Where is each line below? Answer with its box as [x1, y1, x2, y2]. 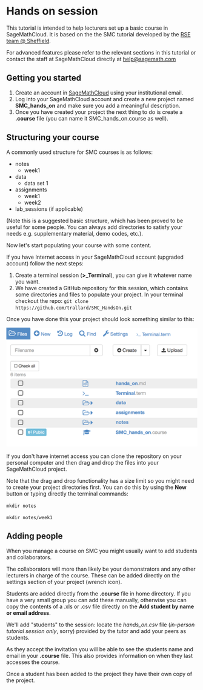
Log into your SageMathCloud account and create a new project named [15, 95, 194, 102]
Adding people [6, 531, 63, 542]
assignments [15, 186, 47, 193]
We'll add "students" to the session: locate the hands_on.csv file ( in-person [6, 621, 195, 628]
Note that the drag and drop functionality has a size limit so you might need [6, 477, 195, 485]
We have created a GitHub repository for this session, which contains [15, 284, 188, 291]
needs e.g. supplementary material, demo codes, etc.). [6, 230, 144, 237]
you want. [15, 277, 41, 285]
